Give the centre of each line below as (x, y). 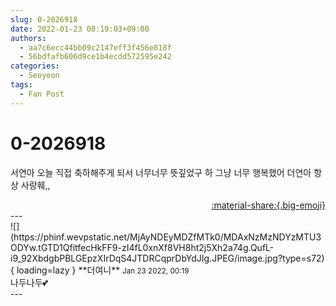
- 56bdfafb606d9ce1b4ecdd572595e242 (95, 57)
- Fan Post (42, 94)
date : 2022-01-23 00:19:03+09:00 (80, 29)
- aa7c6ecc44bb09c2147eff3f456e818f (95, 47)
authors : (28, 38)
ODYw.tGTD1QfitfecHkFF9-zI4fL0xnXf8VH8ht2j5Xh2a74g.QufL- (142, 247)
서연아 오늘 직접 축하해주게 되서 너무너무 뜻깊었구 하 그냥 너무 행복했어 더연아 (161, 172)
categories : (35, 66)
